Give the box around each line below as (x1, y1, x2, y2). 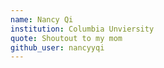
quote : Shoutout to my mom (10, 33, 123, 43)
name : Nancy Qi (10, 14, 74, 25)
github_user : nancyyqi (10, 42, 105, 53)
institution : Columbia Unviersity (10, 24, 155, 34)
